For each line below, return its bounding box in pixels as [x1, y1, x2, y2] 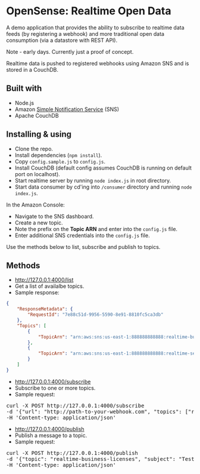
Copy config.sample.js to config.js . [14, 158, 106, 165]
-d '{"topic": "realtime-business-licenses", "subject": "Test [6, 455, 195, 462]
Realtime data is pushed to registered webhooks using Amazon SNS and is [6, 60, 189, 67]
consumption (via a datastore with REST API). [6, 36, 118, 44]
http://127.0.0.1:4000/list [14, 276, 74, 284]
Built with [6, 84, 42, 94]
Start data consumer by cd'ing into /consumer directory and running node [14, 183, 192, 190]
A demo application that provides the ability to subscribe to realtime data [6, 24, 185, 31]
